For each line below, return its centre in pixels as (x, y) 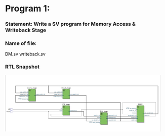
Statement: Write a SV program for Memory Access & (70, 24)
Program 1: (28, 9)
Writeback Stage (26, 30)
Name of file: (21, 43)
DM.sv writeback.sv (25, 54)
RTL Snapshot (22, 67)
